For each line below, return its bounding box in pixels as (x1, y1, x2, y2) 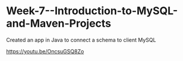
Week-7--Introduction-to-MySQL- (6, 4, 178, 18)
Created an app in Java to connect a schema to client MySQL (6, 36, 156, 43)
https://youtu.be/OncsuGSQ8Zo (6, 47, 84, 54)
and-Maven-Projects (6, 17, 112, 30)
